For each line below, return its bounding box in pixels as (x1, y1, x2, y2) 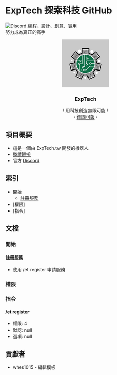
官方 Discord (12, 158, 40, 164)
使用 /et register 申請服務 (12, 267, 65, 273)
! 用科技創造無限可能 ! (63, 108, 108, 114)
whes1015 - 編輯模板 (12, 364, 56, 370)
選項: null (12, 333, 32, 340)
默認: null (12, 327, 32, 333)
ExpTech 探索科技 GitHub (5, 5, 112, 16)
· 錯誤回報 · (74, 114, 97, 120)
